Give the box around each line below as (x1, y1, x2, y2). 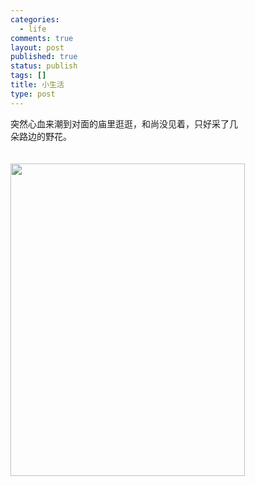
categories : (10, 14, 60, 25)
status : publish (10, 61, 78, 71)
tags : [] (10, 71, 47, 81)
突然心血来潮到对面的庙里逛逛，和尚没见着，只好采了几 (10, 117, 238, 130)
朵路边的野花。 (10, 130, 72, 142)
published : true (10, 52, 78, 62)
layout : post (10, 42, 65, 53)
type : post (10, 89, 56, 99)
